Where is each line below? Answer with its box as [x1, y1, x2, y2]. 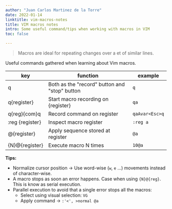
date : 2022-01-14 [5, 12, 42, 17]
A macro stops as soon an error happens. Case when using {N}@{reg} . [12, 176, 161, 182]
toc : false [5, 31, 29, 36]
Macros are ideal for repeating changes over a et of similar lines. [17, 50, 154, 56]
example [137, 72, 160, 79]
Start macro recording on [48, 96, 109, 103]
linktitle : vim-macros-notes [5, 17, 68, 22]
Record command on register [48, 110, 119, 117]
